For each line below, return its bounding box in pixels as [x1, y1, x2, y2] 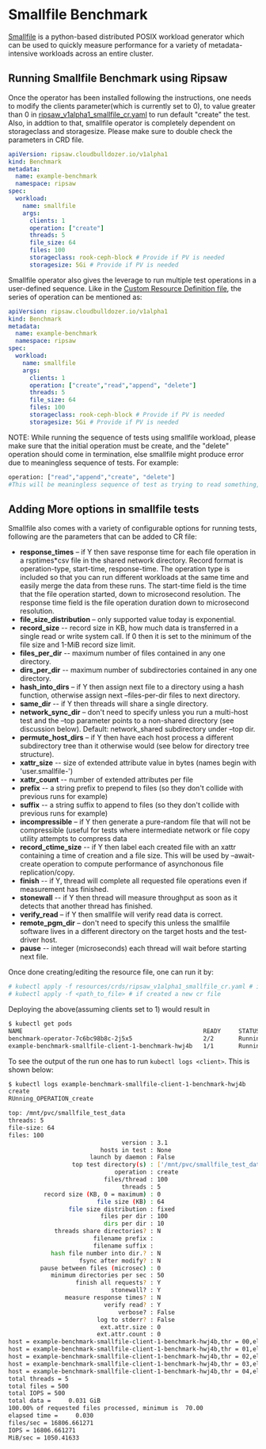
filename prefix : [93, 1235, 154, 1243]
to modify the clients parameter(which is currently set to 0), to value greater [8, 101, 256, 110]
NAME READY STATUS [8, 1027, 260, 1035]
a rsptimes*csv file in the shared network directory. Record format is [19, 555, 244, 565]
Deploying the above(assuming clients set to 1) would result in [8, 1005, 211, 1014]
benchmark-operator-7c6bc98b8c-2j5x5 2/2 [8, 1034, 215, 1043]
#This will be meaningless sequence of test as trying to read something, [8, 480, 260, 489]
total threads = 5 [8, 1374, 69, 1382]
